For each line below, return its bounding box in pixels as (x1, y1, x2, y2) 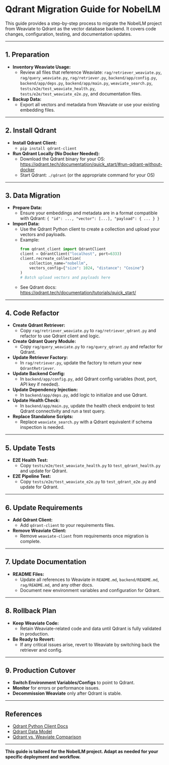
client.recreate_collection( (20, 256, 81, 261)
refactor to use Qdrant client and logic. (20, 333, 101, 339)
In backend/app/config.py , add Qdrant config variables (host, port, (20, 376, 157, 382)
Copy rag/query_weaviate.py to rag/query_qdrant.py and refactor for (20, 344, 163, 350)
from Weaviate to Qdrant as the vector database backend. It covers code (5, 25, 156, 31)
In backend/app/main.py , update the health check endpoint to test (20, 403, 155, 409)
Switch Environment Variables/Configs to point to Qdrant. (12, 680, 135, 686)
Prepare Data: (12, 205, 42, 211)
